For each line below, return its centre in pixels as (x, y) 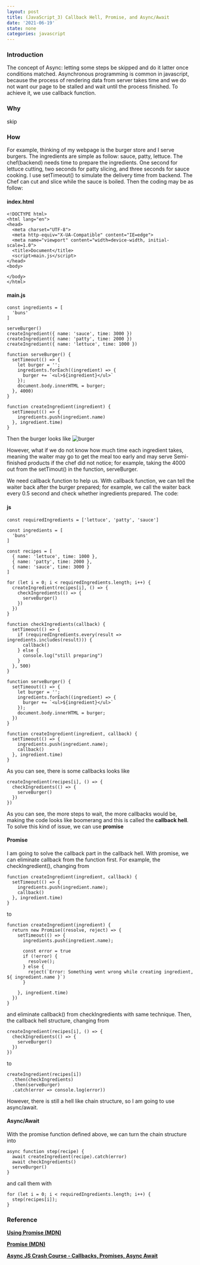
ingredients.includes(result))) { (50, 640)
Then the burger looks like (39, 439)
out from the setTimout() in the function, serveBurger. (73, 469)
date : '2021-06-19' (31, 23)
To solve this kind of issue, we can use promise (65, 826)
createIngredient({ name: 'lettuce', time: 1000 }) (72, 344)
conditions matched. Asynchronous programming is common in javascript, (98, 74)
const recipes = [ (29, 551)
